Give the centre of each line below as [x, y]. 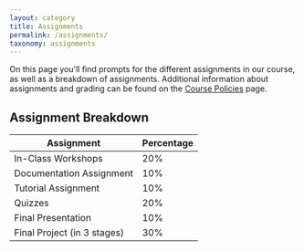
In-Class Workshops [58, 159]
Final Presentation [52, 218]
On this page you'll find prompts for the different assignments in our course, [152, 69]
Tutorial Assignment [57, 188]
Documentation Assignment [74, 173]
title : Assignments [47, 26]
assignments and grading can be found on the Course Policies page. [138, 89]
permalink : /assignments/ [58, 35]
